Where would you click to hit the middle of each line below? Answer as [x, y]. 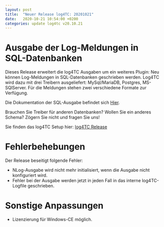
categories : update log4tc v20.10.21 [44, 23]
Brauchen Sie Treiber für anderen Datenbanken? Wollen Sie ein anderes [78, 112]
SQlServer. [16, 88]
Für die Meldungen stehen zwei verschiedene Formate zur [87, 88]
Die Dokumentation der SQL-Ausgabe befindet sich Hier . [62, 103]
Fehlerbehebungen [45, 147]
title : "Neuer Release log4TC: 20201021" [49, 14]
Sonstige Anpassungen [54, 206]
